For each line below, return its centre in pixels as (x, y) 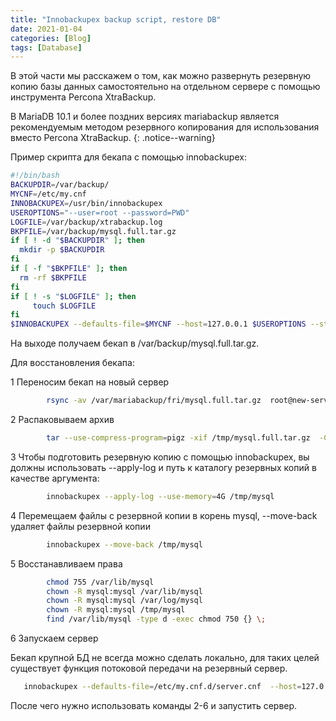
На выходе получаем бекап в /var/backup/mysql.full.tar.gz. (135, 343)
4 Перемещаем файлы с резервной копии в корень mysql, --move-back (164, 515)
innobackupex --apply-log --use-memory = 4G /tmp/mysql (160, 496)
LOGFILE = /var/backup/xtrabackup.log (86, 222)
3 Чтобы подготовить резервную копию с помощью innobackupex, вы (160, 457)
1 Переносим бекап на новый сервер (90, 382)
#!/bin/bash (35, 176)
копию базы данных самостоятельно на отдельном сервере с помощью (165, 87)
